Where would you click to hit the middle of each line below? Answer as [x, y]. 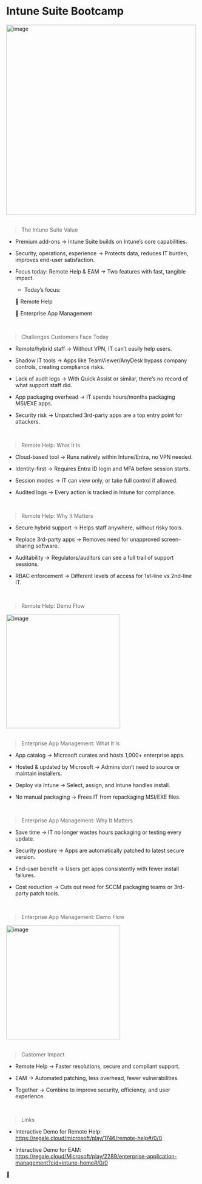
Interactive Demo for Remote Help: [58, 1131]
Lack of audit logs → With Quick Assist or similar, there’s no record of [101, 379]
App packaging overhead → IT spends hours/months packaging [95, 397]
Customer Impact [43, 1054]
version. [25, 857]
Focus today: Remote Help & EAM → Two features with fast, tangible [100, 271]
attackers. [28, 421]
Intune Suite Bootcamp [65, 11]
